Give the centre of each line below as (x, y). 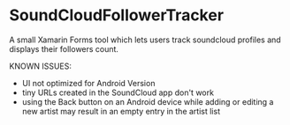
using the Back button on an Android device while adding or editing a (148, 101)
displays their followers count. (64, 48)
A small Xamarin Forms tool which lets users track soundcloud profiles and (145, 40)
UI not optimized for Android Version (88, 83)
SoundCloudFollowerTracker (116, 15)
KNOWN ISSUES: (41, 66)
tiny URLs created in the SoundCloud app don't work (118, 92)
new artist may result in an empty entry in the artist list (121, 111)
